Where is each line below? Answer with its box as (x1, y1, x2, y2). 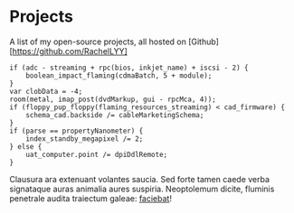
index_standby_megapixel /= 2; (25, 134, 144, 144)
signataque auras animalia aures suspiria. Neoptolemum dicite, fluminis (9, 183, 275, 194)
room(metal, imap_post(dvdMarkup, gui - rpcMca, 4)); (9, 95, 217, 104)
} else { (9, 142, 43, 151)
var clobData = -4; (9, 87, 83, 96)
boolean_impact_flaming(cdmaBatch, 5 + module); (25, 70, 213, 80)
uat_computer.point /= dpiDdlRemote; (25, 150, 168, 159)
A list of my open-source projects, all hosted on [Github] (9, 36, 220, 47)
